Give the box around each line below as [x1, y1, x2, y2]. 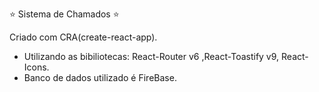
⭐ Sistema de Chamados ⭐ [9, 8, 120, 20]
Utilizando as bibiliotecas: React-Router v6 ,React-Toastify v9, [23, 51, 280, 62]
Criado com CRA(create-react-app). [9, 31, 158, 43]
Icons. [23, 61, 50, 73]
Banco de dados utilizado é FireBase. [23, 72, 177, 83]
